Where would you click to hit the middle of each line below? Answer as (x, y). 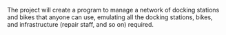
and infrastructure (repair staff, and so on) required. (80, 24)
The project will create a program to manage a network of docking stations (113, 10)
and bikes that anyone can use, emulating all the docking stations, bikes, (110, 17)
